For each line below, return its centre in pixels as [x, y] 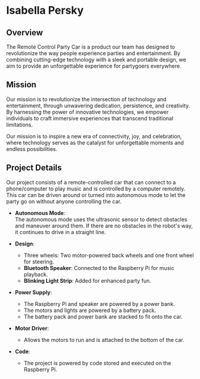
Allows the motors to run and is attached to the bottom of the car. [104, 339]
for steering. [39, 262]
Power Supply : [33, 292]
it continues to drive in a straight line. [60, 232]
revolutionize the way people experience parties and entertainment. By [93, 53]
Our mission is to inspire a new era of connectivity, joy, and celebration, [94, 136]
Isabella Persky [45, 10]
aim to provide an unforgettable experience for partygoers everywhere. [94, 66]
